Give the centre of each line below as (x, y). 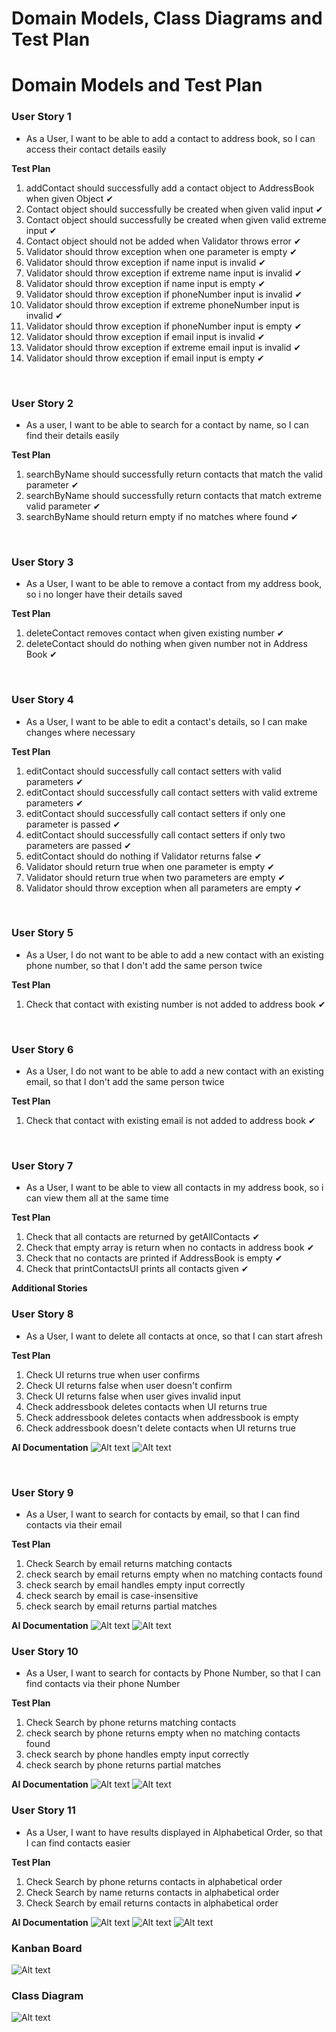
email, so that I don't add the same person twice (125, 1082)
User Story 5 (42, 933)
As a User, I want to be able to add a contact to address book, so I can (170, 138)
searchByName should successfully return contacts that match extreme (174, 495)
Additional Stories (49, 1288)
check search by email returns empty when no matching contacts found (174, 1574)
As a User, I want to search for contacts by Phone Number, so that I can (173, 1673)
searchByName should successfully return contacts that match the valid (174, 474)
